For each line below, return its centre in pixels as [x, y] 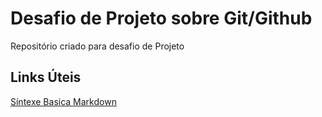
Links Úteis [46, 77]
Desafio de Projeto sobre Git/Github [161, 18]
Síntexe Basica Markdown [63, 101]
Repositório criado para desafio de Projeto [97, 46]
